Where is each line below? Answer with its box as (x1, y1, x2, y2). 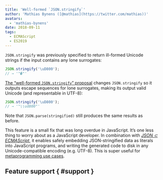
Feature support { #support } (5, 167, 94, 175)
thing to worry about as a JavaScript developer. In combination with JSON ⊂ (5, 132, 158, 138)
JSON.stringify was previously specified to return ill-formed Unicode (5, 52, 144, 58)
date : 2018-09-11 (5, 25, 40, 30)
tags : (5, 30, 16, 34)
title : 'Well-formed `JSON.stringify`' (5, 7, 86, 12)
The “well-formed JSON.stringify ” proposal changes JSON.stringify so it (5, 80, 152, 85)
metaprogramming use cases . (5, 153, 65, 159)
